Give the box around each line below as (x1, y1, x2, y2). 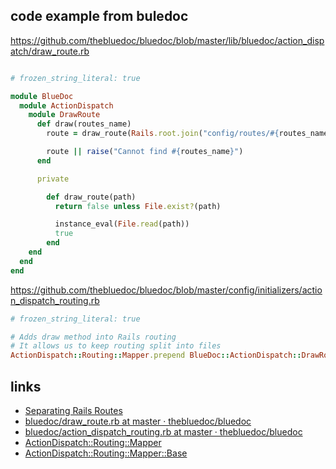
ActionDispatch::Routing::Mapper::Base (24, 447, 188, 459)
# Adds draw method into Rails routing (10, 332, 177, 342)
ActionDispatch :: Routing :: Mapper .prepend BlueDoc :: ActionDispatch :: (10, 350, 302, 361)
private (36, 174, 70, 184)
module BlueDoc (10, 91, 74, 101)
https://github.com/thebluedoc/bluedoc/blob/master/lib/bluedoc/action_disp (10, 34, 325, 46)
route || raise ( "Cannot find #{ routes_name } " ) (46, 147, 244, 157)
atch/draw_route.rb (10, 45, 90, 57)
